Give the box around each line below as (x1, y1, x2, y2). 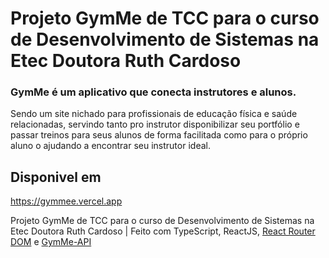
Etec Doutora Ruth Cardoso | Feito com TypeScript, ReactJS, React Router (10, 225, 316, 237)
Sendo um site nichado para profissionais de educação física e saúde (10, 108, 298, 120)
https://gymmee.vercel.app (10, 195, 123, 207)
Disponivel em (10, 168, 102, 186)
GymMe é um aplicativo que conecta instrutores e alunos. (10, 85, 297, 99)
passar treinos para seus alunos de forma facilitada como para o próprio (10, 129, 308, 141)
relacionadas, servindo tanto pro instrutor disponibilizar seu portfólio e (10, 118, 300, 131)
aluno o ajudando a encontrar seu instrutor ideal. (10, 140, 211, 152)
